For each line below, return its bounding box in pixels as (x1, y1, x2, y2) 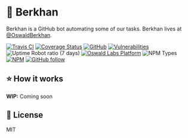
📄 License (6, 110, 44, 120)
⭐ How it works (6, 74, 64, 84)
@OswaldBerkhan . (6, 31, 52, 38)
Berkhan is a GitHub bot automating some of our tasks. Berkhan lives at (6, 25, 182, 32)
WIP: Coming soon (6, 93, 53, 100)
